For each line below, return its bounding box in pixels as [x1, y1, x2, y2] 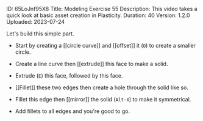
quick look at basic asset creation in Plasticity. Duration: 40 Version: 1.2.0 [6, 12, 190, 19]
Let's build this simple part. [6, 30, 74, 37]
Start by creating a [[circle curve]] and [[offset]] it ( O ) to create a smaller [15, 42, 196, 49]
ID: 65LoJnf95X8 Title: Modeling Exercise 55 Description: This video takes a [6, 5, 198, 12]
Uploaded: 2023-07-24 [6, 18, 65, 25]
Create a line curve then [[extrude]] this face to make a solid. [15, 61, 168, 67]
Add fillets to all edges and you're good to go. [15, 108, 130, 115]
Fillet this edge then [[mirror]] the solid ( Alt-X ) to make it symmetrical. [15, 96, 191, 103]
